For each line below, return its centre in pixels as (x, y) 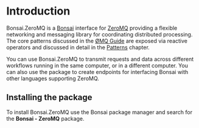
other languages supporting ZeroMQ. (53, 78)
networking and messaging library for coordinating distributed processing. (100, 34)
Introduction (38, 11)
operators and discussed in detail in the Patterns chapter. (78, 47)
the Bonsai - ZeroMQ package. (45, 118)
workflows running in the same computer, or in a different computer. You (97, 66)
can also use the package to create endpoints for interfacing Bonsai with (97, 72)
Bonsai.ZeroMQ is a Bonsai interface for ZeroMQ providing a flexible (92, 28)
